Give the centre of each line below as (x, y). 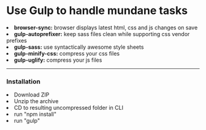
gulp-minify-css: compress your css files (67, 53)
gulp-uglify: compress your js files (58, 60)
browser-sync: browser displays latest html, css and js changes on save (106, 27)
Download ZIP (32, 95)
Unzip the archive (36, 101)
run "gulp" (27, 121)
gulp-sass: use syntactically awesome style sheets (79, 47)
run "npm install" (36, 114)
